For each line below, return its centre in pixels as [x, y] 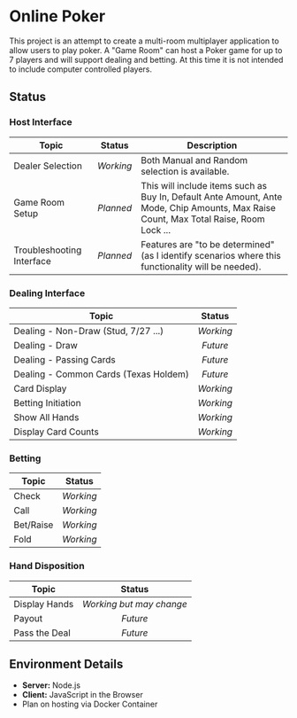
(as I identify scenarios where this [211, 255]
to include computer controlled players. [81, 69]
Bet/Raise [34, 525]
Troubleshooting [48, 250]
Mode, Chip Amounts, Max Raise [209, 207]
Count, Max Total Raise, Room [203, 219]
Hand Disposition [47, 566]
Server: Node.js [51, 685]
